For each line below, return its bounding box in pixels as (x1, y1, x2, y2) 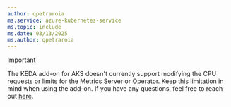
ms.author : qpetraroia (7, 37, 74, 44)
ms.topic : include (7, 23, 61, 30)
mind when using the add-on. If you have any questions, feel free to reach (7, 84, 223, 93)
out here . (7, 92, 34, 101)
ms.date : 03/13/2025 (7, 30, 69, 37)
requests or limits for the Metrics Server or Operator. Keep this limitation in (7, 77, 224, 85)
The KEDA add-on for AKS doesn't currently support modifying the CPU (7, 70, 217, 78)
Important (7, 56, 36, 64)
